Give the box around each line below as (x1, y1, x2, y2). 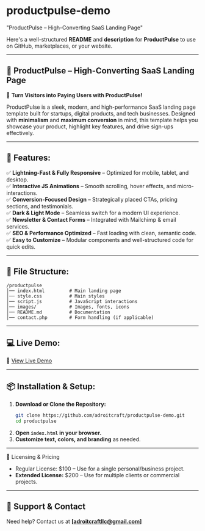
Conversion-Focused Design (12, 196, 87, 203)
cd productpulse (15, 418, 57, 424)
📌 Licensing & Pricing (6, 453, 60, 460)
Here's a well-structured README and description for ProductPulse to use (6, 35, 196, 43)
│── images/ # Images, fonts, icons (6, 304, 130, 310)
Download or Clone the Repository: (15, 401, 106, 408)
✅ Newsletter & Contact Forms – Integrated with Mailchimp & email (6, 216, 176, 223)
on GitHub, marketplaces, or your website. (6, 42, 113, 49)
